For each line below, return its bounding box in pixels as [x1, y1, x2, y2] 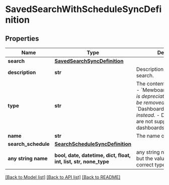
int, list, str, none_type [54, 158, 109, 165]
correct [136, 161, 154, 168]
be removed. [136, 99, 166, 106]
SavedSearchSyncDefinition [54, 58, 124, 64]
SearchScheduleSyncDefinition [54, 141, 132, 147]
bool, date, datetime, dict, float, [54, 152, 131, 159]
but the [136, 155, 153, 162]
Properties [5, 34, 39, 43]
